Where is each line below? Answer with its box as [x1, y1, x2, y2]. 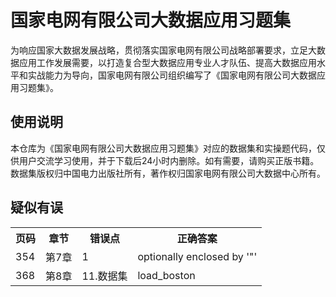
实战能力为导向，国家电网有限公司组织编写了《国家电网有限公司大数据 [27, 69, 317, 81]
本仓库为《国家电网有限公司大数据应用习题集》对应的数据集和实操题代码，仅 [10, 142, 326, 154]
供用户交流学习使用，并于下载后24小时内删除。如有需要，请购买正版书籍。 [10, 154, 320, 166]
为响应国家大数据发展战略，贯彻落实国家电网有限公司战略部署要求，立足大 [10, 44, 317, 56]
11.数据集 [81, 269, 128, 283]
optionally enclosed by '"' [137, 249, 258, 263]
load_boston [137, 268, 196, 282]
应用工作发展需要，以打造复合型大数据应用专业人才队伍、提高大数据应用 [18, 56, 317, 68]
